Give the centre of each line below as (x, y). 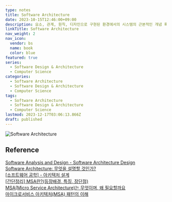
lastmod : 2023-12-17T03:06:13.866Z (43, 115)
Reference (22, 150)
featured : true (21, 58)
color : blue (23, 53)
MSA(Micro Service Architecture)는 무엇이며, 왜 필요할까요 (66, 188)
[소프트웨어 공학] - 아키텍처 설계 (37, 175)
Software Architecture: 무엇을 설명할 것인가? (51, 168)
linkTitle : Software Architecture (42, 29)
